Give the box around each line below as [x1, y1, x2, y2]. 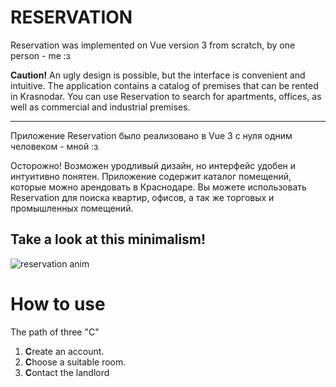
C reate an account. [24, 345, 105, 357]
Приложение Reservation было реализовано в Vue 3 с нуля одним [10, 129, 293, 141]
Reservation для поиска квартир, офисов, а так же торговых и [10, 191, 275, 203]
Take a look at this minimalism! [10, 231, 207, 248]
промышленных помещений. [10, 202, 134, 214]
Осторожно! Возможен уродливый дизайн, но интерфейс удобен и [10, 159, 297, 171]
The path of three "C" [10, 326, 100, 338]
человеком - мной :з [10, 140, 99, 152]
